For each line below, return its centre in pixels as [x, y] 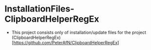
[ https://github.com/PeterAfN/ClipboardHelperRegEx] [65, 42]
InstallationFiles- [39, 9]
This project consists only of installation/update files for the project [79, 32]
